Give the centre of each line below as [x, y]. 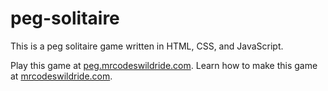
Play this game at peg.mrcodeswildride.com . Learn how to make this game [164, 65]
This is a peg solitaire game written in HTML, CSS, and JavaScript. [147, 46]
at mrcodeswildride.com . [61, 76]
